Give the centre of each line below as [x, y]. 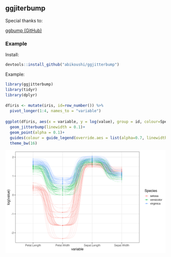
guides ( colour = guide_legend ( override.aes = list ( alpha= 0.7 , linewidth [89, 138]
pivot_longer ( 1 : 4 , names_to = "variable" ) [55, 111]
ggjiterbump [25, 8]
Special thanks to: [24, 20]
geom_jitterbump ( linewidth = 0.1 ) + [48, 127]
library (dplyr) [21, 95]
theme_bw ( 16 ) [24, 143]
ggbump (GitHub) [24, 30]
